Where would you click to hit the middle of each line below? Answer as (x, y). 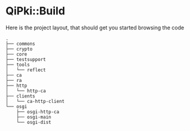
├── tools (18, 65)
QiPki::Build (35, 11)
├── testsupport (26, 59)
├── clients (20, 96)
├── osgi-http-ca (38, 112)
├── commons (20, 44)
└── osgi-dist (34, 122)
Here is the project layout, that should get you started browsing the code (95, 28)
